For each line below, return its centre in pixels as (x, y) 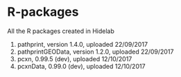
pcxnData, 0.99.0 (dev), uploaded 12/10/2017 (81, 66)
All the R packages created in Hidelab (61, 31)
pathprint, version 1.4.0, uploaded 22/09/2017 (82, 44)
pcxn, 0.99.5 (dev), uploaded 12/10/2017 (75, 58)
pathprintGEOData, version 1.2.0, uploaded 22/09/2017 (95, 52)
